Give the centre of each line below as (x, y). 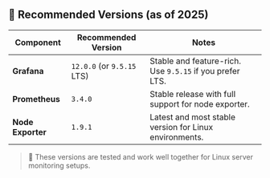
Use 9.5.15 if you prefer (195, 71)
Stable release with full (192, 94)
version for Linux (182, 127)
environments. (177, 137)
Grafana (28, 71)
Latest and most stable (192, 117)
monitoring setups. (59, 165)
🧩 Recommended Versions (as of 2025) (108, 15)
